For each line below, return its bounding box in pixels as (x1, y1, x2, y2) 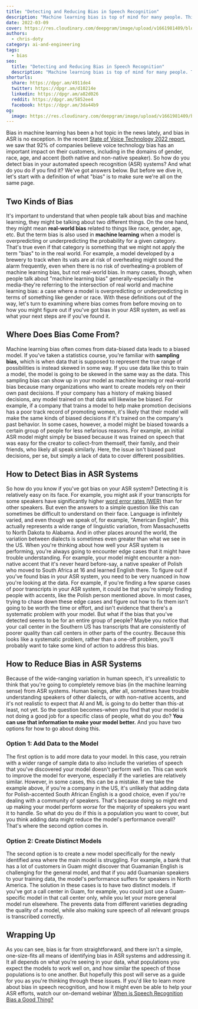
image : (11, 113, 28, 119)
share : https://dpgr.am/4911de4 (11, 80, 91, 86)
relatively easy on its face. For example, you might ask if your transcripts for (6, 491, 190, 498)
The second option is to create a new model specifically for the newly (6, 850, 176, 857)
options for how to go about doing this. (6, 725, 101, 732)
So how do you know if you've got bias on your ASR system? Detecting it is (6, 485, 189, 492)
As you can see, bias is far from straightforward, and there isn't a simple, (6, 946, 183, 953)
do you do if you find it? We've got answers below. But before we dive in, (6, 167, 183, 174)
